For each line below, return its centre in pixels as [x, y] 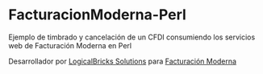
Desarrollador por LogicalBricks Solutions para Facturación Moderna [122, 61]
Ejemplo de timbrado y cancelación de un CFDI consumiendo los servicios [132, 37]
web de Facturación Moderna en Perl [70, 45]
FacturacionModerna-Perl [98, 15]
